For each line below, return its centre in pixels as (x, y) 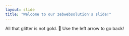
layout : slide (20, 10)
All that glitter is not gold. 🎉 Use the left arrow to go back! (65, 28)
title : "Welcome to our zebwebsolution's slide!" (58, 14)
